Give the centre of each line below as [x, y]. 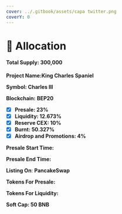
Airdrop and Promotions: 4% [50, 136]
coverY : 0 [18, 17]
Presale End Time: [29, 159]
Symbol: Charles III [30, 87]
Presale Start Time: [30, 148]
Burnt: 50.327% [34, 130]
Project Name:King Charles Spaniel [50, 75]
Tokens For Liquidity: [32, 193]
